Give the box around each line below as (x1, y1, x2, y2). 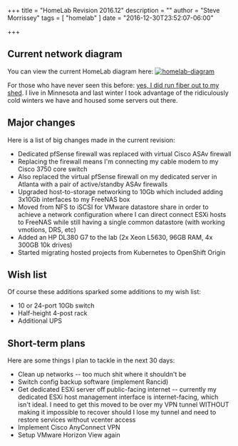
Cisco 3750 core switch (17, 164, 88, 173)
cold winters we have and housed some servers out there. (7, 96, 178, 104)
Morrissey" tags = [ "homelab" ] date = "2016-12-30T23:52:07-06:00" (7, 14, 214, 22)
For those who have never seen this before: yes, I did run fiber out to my (7, 81, 219, 89)
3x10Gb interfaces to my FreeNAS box (17, 195, 130, 203)
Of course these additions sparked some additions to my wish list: (7, 288, 201, 296)
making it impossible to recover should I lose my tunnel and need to (17, 408, 217, 417)
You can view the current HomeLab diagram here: (7, 67, 154, 76)
